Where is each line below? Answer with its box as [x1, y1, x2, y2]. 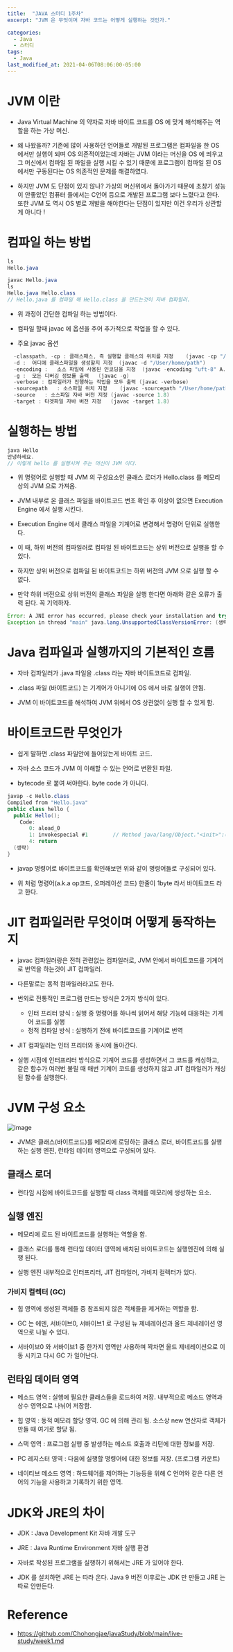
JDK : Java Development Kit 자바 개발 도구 [17, 1529, 137, 1538]
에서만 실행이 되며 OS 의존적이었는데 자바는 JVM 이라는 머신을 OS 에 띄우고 [17, 150, 223, 158]
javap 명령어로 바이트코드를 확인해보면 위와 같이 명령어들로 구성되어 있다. [17, 864, 216, 872]
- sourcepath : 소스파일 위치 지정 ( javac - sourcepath [13, 385, 176, 392]
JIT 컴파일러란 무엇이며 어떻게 [7, 914, 169, 930]
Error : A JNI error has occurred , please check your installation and [7, 613, 216, 620]
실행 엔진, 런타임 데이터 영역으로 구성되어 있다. [30, 1146, 156, 1154]
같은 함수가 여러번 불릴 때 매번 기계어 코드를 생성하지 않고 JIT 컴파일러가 [17, 1064, 214, 1072]
